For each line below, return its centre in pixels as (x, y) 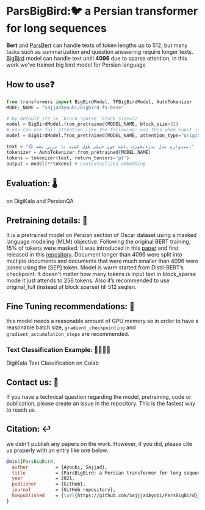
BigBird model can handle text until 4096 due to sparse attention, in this (97, 58)
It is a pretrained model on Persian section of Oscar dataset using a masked (102, 235)
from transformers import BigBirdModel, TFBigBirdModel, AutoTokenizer (99, 102)
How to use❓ (31, 85)
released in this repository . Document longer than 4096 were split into (94, 255)
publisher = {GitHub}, (49, 484)
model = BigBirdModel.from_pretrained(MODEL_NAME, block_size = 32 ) (92, 124)
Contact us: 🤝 (33, 382)
